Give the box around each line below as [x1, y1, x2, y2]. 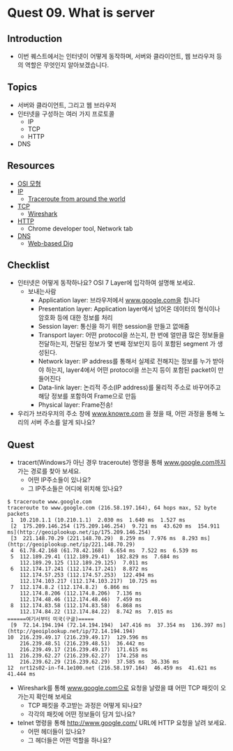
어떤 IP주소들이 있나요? [27, 476, 91, 484]
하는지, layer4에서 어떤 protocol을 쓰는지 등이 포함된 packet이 [45, 366, 217, 374]
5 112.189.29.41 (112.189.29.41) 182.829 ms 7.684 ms [10, 553, 179, 560]
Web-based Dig [27, 239, 73, 247]
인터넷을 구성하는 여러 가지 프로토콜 [17, 110, 115, 118]
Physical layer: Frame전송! [38, 401, 113, 409]
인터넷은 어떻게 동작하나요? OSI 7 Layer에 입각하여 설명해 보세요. [17, 278, 195, 287]
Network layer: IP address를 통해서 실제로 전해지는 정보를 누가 [38, 357, 211, 366]
